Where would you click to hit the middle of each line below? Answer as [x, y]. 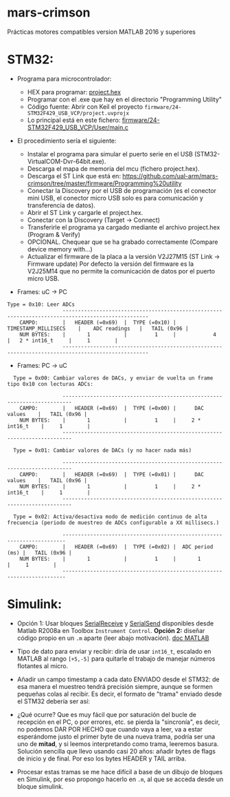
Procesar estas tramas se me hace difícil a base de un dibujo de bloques [120, 772]
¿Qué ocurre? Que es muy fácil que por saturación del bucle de [107, 714]
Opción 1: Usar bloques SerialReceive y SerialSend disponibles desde [115, 623]
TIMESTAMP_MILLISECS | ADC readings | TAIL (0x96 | [98, 329]
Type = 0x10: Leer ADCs [41, 304]
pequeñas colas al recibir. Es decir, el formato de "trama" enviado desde [119, 694]
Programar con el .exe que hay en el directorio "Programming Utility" [124, 99]
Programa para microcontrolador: [64, 79]
